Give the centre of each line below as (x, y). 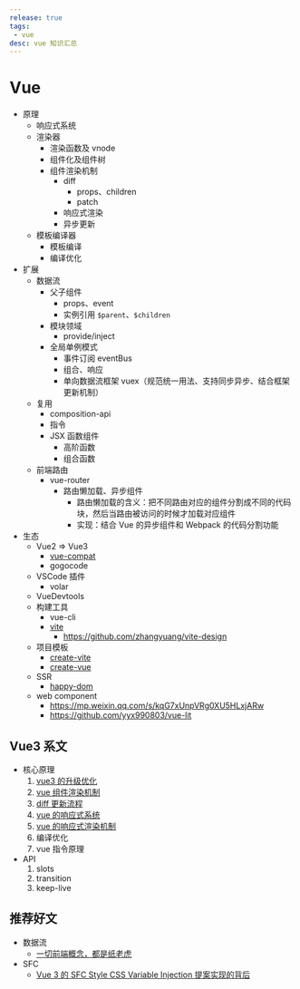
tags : (19, 26)
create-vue (70, 667)
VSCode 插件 (61, 577)
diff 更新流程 (59, 804)
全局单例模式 (73, 347)
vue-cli (63, 617)
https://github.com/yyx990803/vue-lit (121, 715)
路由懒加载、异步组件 (103, 491)
